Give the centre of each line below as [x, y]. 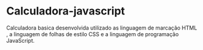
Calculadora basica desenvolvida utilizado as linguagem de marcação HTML [102, 28]
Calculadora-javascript [66, 11]
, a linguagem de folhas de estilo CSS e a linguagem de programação [92, 34]
